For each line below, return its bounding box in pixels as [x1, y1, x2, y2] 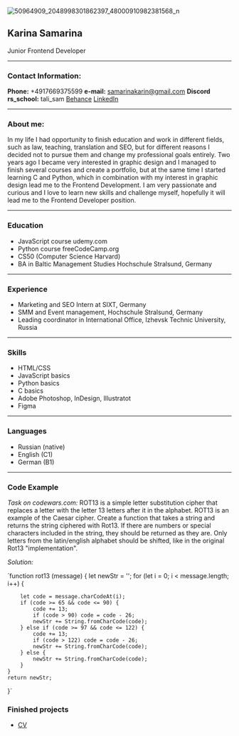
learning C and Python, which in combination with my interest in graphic [7, 173, 218, 182]
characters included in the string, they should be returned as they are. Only [7, 528, 228, 537]
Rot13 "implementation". [7, 543, 78, 553]
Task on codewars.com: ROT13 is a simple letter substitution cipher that [7, 498, 218, 507]
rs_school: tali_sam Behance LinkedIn [7, 95, 119, 104]
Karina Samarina [7, 27, 83, 39]
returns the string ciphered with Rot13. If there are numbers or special [7, 521, 211, 530]
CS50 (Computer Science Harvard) [17, 252, 121, 261]
